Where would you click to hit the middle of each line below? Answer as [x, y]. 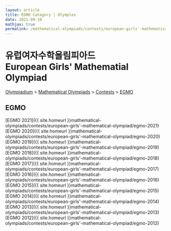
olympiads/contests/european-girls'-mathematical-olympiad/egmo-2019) [82, 147]
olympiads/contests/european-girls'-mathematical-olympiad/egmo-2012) [82, 223]
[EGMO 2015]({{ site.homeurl [36, 185]
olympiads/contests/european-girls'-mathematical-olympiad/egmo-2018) [82, 158]
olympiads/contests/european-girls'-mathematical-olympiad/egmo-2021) [82, 125]
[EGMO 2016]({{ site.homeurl [36, 174]
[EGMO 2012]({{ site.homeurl [36, 218]
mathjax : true [20, 24]
